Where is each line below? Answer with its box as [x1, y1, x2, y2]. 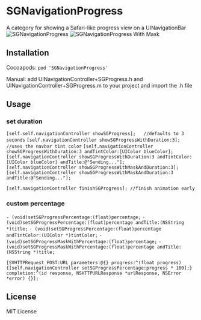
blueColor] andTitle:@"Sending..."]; [30, 159, 125, 166]
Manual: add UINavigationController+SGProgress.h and [6, 75, 143, 82]
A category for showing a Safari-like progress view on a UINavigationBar [6, 24, 187, 31]
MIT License [6, 307, 37, 315]
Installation [6, 48, 49, 58]
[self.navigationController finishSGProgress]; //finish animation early [6, 186, 196, 192]
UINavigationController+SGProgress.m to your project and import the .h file [6, 82, 193, 89]
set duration [6, 117, 43, 125]
